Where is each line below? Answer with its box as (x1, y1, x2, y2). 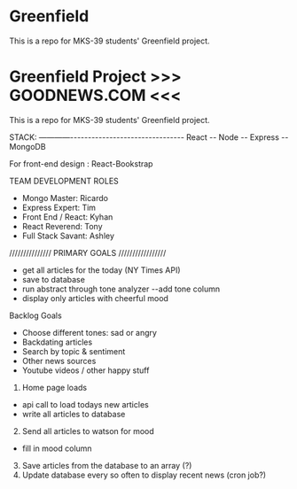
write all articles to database (21, 408, 126, 419)
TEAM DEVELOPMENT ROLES (9, 175, 120, 186)
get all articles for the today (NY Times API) (21, 264, 181, 276)
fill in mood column (21, 443, 92, 454)
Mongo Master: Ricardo (21, 192, 109, 203)
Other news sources (21, 355, 97, 366)
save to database (21, 274, 86, 284)
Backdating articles (21, 337, 93, 347)
